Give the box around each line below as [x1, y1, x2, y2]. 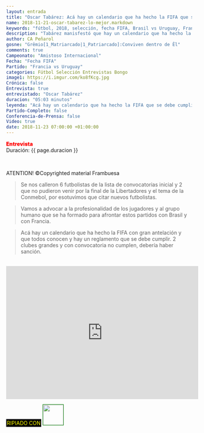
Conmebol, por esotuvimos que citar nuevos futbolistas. [20, 193, 157, 201]
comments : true [6, 47, 44, 53]
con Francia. [20, 218, 51, 225]
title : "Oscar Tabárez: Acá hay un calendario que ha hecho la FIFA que [6, 14, 189, 20]
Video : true [6, 119, 35, 125]
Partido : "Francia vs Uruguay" [6, 63, 83, 70]
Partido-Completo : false [6, 108, 67, 114]
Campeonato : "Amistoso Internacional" [6, 53, 101, 59]
